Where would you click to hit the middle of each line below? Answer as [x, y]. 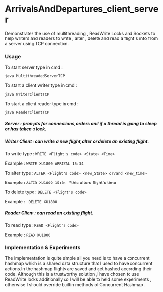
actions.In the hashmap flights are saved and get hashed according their [79, 269]
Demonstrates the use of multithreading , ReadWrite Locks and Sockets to [80, 33]
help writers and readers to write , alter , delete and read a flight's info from [81, 38]
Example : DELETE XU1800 [31, 201]
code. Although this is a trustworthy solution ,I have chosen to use [72, 274]
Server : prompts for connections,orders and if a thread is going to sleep [81, 123]
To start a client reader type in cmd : [42, 104]
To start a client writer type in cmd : [41, 85]
